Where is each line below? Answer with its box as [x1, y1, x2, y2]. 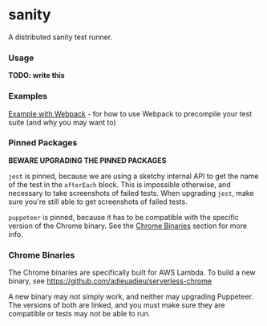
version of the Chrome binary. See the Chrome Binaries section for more [8, 221, 247, 230]
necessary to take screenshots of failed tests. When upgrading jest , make [8, 188, 254, 198]
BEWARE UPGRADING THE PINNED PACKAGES [8, 155, 167, 165]
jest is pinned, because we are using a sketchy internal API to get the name [8, 171, 259, 181]
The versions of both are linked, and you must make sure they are [8, 300, 225, 310]
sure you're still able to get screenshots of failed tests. [8, 197, 188, 206]
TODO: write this [8, 71, 66, 80]
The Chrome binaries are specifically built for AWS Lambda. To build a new [8, 267, 257, 278]
